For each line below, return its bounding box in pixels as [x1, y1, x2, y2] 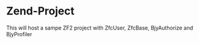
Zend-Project [6, 4, 75, 18]
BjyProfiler [6, 30, 33, 37]
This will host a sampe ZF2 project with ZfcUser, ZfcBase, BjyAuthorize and [6, 24, 194, 31]
